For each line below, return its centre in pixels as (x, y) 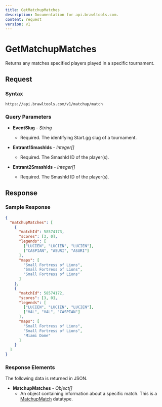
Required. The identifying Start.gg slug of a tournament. (78, 138)
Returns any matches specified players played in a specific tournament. (80, 63)
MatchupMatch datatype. (47, 399)
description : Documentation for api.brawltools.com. (62, 15)
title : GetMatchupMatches (32, 10)
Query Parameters (28, 117)
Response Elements (30, 367)
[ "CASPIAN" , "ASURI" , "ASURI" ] (56, 251)
